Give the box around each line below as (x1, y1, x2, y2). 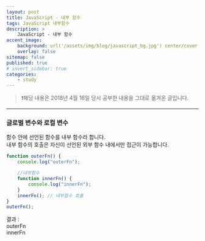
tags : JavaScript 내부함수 (6, 20, 70, 26)
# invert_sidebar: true (6, 65, 67, 72)
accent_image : (6, 37, 43, 43)
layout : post (6, 9, 40, 15)
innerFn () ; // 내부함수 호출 (17, 192, 84, 198)
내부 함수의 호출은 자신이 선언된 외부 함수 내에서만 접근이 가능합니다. (6, 141, 169, 148)
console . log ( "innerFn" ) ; (28, 181, 92, 187)
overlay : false (17, 49, 56, 55)
